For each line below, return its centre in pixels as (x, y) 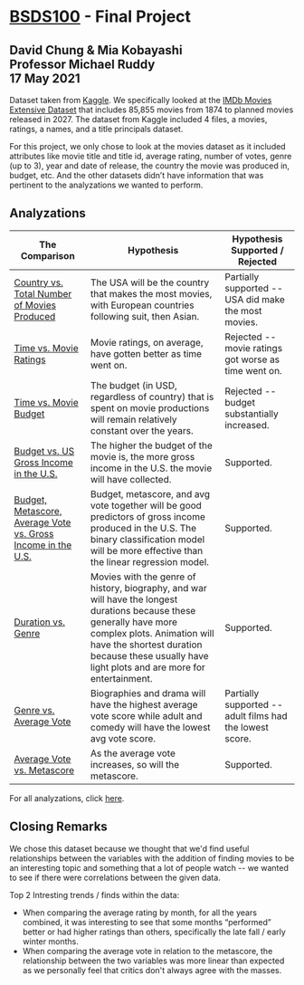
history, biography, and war (148, 588)
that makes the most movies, (151, 293)
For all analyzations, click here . (67, 798)
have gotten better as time (146, 353)
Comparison (47, 255)
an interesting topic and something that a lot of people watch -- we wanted (149, 867)
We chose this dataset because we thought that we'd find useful (129, 848)
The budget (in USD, (134, 385)
